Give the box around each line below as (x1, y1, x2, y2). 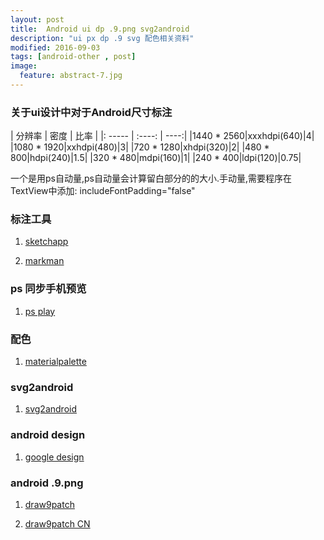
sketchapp (24, 236, 69, 248)
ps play (24, 305, 56, 317)
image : (10, 61, 38, 71)
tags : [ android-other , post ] (10, 52, 137, 62)
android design (10, 428, 86, 442)
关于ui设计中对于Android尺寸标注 (10, 105, 173, 119)
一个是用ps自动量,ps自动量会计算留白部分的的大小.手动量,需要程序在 (10, 172, 293, 185)
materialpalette (24, 356, 87, 368)
